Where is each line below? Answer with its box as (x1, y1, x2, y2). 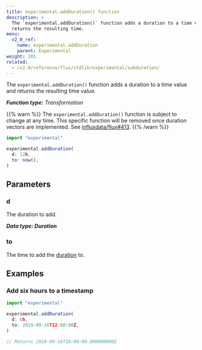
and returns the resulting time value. (6, 88, 96, 95)
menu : (6, 31, 20, 37)
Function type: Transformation (6, 99, 84, 106)
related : (6, 59, 28, 65)
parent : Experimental (17, 48, 71, 54)
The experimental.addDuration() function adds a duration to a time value (6, 81, 188, 88)
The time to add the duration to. (6, 251, 85, 258)
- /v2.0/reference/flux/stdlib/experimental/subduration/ (11, 64, 161, 71)
